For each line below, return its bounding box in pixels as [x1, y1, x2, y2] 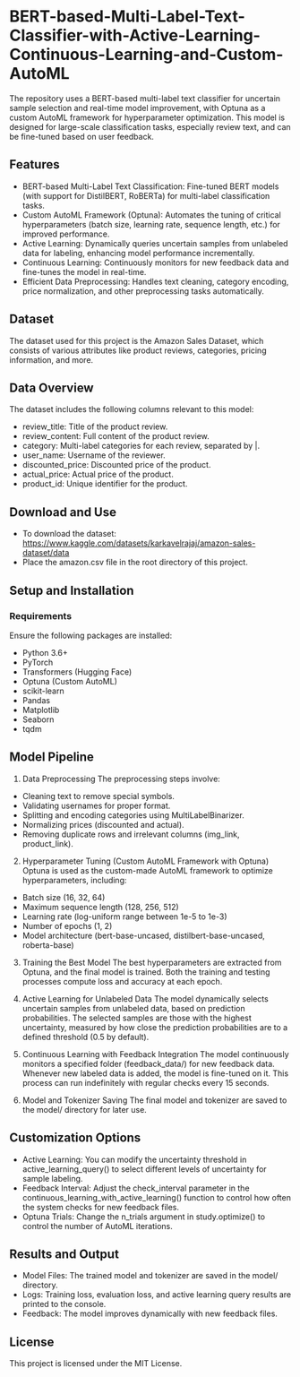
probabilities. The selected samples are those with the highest [21, 1012, 253, 1023]
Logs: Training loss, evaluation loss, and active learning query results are [21, 1289, 292, 1300]
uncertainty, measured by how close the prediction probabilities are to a [21, 1021, 288, 1032]
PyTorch [21, 657, 54, 667]
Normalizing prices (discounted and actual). [21, 819, 185, 830]
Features [9, 157, 60, 172]
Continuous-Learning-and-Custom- [9, 45, 284, 65]
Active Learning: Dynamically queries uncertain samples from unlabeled [21, 237, 288, 248]
